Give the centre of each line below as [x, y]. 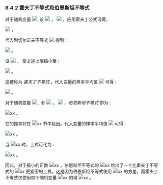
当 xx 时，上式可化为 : [30, 145]
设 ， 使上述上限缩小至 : [32, 61]
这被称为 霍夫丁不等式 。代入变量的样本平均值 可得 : [61, 82]
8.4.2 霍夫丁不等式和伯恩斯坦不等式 [47, 7]
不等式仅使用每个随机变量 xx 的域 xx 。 [50, 178]
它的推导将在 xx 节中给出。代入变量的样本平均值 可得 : [66, 124]
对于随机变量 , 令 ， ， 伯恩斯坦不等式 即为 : [58, 103]
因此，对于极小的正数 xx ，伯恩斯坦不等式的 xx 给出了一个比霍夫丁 [77, 165]
